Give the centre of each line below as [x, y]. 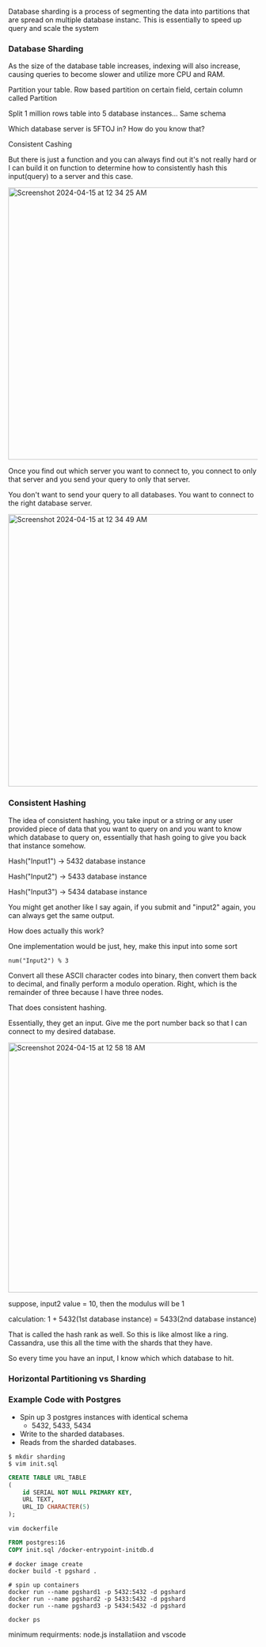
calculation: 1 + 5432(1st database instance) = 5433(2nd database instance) [133, 1319]
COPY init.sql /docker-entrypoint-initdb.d [81, 1550]
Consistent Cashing [40, 144]
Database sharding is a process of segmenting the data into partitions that [129, 11]
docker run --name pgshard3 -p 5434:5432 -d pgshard [97, 1606]
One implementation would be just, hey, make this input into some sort [123, 946]
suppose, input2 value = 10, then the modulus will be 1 [96, 1303]
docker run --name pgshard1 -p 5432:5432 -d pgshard [97, 1592]
